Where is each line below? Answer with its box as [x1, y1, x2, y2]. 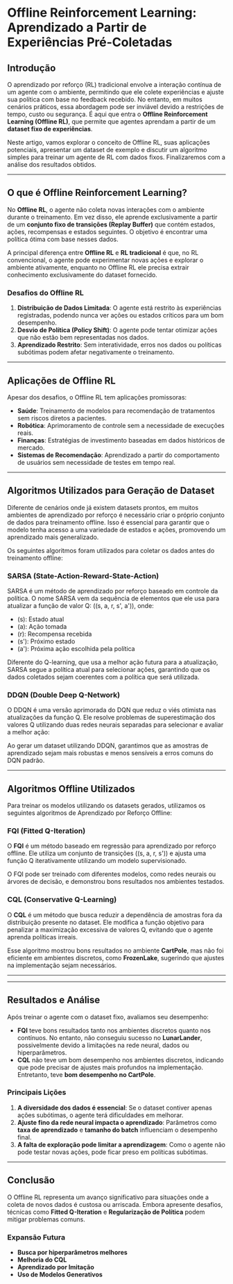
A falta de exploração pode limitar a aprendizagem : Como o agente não [17, 1140, 225, 1149]
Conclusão [7, 1174, 55, 1186]
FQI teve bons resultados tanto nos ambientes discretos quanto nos [17, 1026, 212, 1035]
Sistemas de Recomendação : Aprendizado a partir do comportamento [17, 450, 220, 459]
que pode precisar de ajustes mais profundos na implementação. [17, 1063, 203, 1071]
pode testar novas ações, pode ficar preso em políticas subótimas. [17, 1148, 208, 1156]
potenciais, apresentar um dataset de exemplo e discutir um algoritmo [7, 146, 207, 154]
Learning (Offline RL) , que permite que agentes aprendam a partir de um [7, 117, 216, 126]
